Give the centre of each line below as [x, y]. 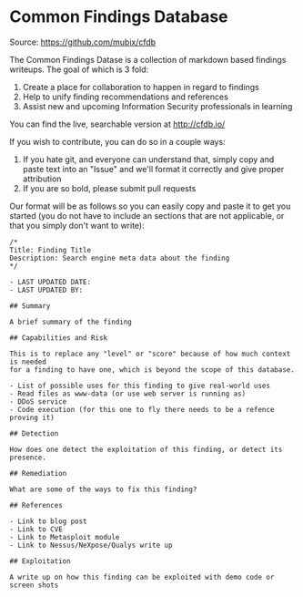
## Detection [34, 433]
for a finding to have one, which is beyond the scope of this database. [152, 370]
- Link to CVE [36, 529]
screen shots [34, 585]
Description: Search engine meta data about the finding [120, 258]
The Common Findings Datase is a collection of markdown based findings [148, 59]
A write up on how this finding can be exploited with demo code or [142, 577]
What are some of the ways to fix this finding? [103, 489]
